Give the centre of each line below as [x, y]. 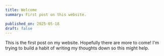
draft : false [19, 28]
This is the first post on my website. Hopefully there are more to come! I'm [82, 43]
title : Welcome [21, 10]
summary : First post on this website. [46, 15]
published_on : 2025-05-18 [32, 24]
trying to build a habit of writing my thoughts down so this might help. [77, 48]
